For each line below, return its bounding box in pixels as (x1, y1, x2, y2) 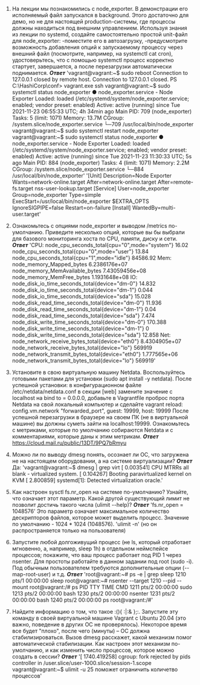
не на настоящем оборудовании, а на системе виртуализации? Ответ (11, 457, 193, 465)
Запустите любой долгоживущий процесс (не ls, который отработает (11, 539, 192, 545)
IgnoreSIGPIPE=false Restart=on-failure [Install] (11, 204, 131, 211)
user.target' (11, 211, 41, 217)
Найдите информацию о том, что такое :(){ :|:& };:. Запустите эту (11, 608, 178, 615)
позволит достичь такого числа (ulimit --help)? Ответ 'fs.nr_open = (11, 501, 184, 508)
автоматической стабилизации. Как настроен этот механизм (11, 640, 170, 647)
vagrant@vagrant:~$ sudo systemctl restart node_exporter (11, 127, 159, 134)
